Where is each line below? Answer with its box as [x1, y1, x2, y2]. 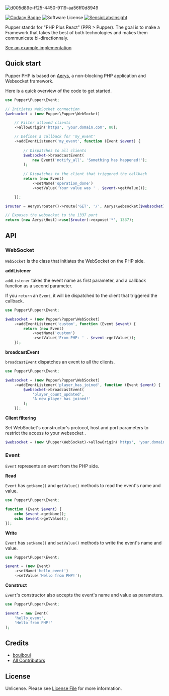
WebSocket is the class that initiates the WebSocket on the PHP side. [5, 258, 145, 264]
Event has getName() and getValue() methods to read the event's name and [5, 483, 161, 489]
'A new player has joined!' [32, 397, 92, 402]
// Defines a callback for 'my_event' [14, 134, 96, 139]
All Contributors [12, 657, 45, 664]
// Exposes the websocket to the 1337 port [5, 213, 98, 218]
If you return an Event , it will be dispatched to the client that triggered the [5, 292, 157, 298]
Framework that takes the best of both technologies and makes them [5, 30, 148, 35]
